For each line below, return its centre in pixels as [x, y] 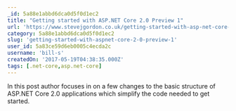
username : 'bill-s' [36, 53]
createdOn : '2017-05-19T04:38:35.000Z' [66, 60]
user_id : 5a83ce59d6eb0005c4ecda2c [59, 46]
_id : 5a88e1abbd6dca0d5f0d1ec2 [53, 14]
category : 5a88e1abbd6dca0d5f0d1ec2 [61, 33]
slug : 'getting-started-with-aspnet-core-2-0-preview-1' [92, 40]
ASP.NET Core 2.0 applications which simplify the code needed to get [109, 93]
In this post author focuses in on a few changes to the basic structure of [112, 86]
